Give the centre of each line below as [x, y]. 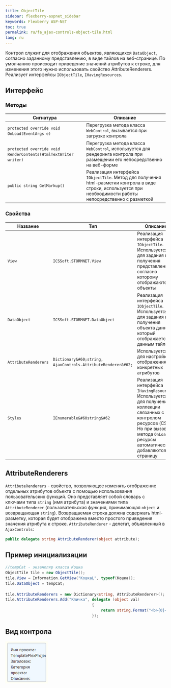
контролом [149, 418]
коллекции [149, 407]
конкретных [150, 367]
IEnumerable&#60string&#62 [81, 418]
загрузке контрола [107, 136]
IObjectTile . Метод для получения [124, 177]
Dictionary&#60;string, [78, 360]
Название [28, 226]
